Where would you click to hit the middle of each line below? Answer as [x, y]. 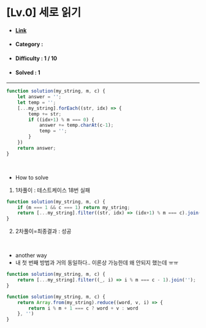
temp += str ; [45, 114]
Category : [29, 44]
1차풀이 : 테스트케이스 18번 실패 [53, 190]
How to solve [32, 177]
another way [31, 256]
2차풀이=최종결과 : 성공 [43, 231]
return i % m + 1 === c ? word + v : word [83, 308]
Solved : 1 [28, 72]
